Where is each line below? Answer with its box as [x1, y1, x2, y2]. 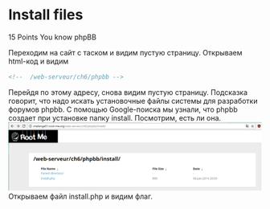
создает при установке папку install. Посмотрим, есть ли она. [8, 113, 222, 122]
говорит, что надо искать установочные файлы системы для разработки [8, 96, 258, 105]
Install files [8, 6, 84, 24]
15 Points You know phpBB [8, 32, 96, 42]
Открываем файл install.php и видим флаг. [8, 191, 153, 201]
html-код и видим [8, 56, 69, 66]
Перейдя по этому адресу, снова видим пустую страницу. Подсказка [8, 87, 247, 97]
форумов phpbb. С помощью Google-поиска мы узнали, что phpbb [8, 104, 239, 114]
